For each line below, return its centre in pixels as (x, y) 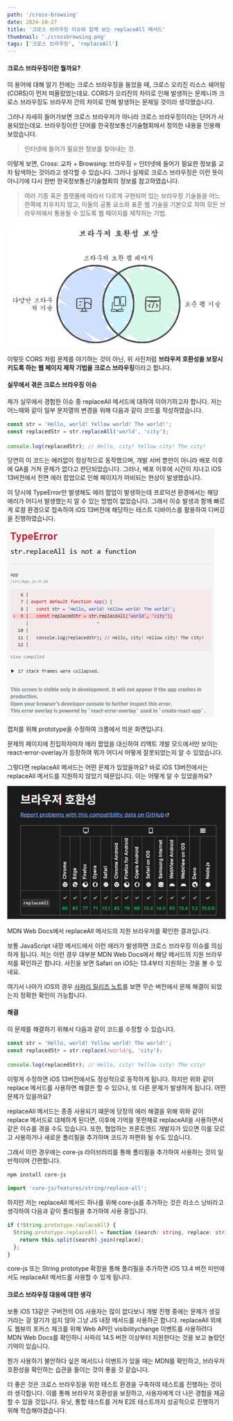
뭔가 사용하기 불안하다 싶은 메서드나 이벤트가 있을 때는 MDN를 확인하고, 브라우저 (116, 1361)
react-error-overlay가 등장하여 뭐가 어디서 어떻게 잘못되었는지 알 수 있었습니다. (115, 753)
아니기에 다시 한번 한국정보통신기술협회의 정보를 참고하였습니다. (94, 181)
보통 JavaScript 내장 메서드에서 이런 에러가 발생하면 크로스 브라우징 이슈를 (109, 946)
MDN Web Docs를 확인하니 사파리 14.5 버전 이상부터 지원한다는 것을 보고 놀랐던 (116, 1337)
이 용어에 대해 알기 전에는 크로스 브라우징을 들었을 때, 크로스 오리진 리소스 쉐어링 (116, 85)
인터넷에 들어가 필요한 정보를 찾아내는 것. (80, 149)
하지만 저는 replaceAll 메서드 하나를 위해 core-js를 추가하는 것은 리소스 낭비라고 (115, 1202)
